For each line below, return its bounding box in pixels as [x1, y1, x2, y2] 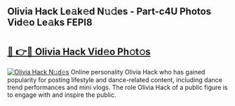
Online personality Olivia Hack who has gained [70, 68, 206, 76]
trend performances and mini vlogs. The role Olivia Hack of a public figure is [7, 84, 228, 91]
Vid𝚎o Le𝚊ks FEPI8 [7, 17, 93, 29]
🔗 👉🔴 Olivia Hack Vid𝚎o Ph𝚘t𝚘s [7, 46, 151, 58]
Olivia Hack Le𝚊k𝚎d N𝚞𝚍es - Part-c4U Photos [7, 6, 212, 18]
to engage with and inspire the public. [7, 91, 116, 99]
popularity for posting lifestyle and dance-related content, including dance [7, 76, 222, 84]
